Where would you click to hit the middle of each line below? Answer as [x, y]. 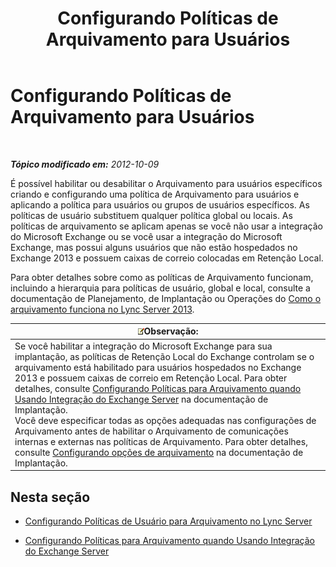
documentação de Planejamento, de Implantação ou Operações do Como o [166, 298]
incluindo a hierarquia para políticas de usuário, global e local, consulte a [160, 288]
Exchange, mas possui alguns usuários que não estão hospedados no [154, 247]
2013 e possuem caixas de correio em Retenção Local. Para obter [151, 378]
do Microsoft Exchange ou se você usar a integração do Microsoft [146, 236]
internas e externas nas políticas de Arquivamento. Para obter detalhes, [161, 441]
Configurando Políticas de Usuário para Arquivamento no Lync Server [168, 521]
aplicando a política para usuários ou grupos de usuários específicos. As [160, 204]
